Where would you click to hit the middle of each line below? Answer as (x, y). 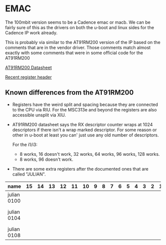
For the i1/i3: (25, 144)
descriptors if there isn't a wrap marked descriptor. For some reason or (84, 130)
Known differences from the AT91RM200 (69, 92)
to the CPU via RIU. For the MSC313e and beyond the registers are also (84, 109)
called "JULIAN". (29, 174)
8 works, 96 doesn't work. (46, 159)
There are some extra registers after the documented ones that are (80, 169)
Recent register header (28, 77)
